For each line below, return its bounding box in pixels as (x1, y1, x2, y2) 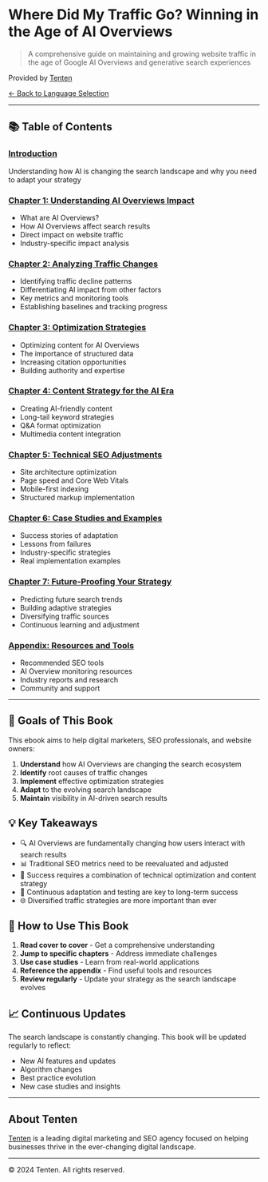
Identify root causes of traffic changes (19, 767, 148, 777)
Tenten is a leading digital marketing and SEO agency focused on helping (8, 1133, 249, 1144)
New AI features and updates (19, 1057, 116, 1066)
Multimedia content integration (19, 429, 121, 439)
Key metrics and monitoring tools (19, 293, 129, 303)
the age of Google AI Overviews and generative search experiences (27, 58, 251, 67)
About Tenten (8, 1112, 78, 1126)
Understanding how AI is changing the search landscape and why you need (8, 166, 257, 176)
